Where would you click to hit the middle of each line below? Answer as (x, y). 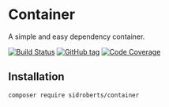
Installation (36, 77)
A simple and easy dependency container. (77, 36)
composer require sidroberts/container (74, 95)
